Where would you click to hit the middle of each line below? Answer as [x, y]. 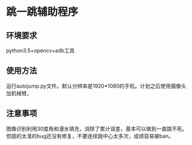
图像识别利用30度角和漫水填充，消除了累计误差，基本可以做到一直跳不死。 [97, 129]
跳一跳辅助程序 [42, 12]
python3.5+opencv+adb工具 [41, 51]
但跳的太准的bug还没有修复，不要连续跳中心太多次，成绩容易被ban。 [90, 136]
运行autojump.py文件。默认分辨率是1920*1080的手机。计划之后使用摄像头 [96, 86]
